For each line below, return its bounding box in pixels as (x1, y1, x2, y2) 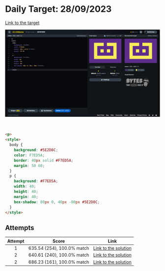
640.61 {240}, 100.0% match (28, 252, 89, 258)
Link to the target (5, 20, 40, 26)
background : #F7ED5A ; (14, 179, 58, 184)
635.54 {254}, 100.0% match (28, 245, 89, 251)
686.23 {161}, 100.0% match (28, 259, 89, 265)
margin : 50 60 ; (14, 163, 45, 168)
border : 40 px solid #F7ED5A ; (14, 158, 74, 163)
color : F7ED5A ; (14, 153, 45, 158)
